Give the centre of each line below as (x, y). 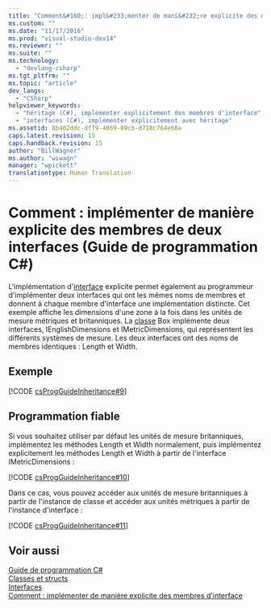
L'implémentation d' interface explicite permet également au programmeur (131, 286)
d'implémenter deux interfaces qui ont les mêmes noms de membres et (127, 295)
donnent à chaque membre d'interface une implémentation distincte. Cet (129, 304)
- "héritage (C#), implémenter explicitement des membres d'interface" (139, 114)
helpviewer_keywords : (45, 105)
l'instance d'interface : (46, 510)
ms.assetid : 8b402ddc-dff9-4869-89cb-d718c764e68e (95, 128)
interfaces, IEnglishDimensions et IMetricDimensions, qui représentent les (131, 329)
